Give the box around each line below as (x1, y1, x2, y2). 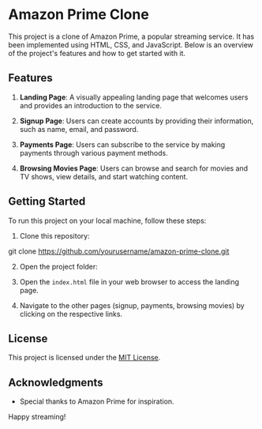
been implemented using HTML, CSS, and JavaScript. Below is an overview (8, 40, 254, 49)
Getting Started (8, 195, 86, 209)
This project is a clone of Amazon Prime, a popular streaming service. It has (8, 32, 255, 41)
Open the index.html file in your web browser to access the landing (19, 277, 239, 286)
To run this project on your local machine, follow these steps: (8, 216, 207, 225)
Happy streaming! (8, 412, 66, 422)
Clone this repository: (19, 231, 90, 240)
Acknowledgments (8, 375, 104, 389)
